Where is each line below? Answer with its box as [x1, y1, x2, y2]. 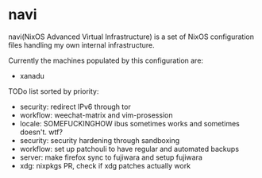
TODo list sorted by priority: [8, 86, 99, 96]
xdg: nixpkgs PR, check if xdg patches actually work [19, 161, 191, 170]
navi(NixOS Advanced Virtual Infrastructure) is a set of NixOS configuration [8, 32, 254, 41]
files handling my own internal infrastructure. [8, 40, 155, 49]
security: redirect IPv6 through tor [19, 102, 131, 111]
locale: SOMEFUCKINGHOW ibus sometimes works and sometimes [19, 118, 240, 128]
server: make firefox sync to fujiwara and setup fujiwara [19, 153, 202, 162]
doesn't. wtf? [19, 127, 64, 137]
